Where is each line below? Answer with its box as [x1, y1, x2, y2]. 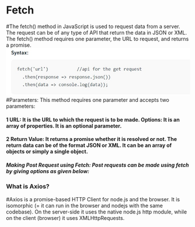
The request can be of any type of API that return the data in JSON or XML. [6, 29, 187, 36]
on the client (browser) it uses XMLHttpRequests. [6, 214, 125, 221]
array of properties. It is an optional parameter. [6, 122, 122, 129]
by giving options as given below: [6, 167, 89, 174]
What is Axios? [6, 183, 50, 191]
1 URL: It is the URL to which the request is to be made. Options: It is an [6, 116, 180, 123]
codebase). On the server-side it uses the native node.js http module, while [6, 208, 187, 215]
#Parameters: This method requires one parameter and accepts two [6, 97, 169, 104]
